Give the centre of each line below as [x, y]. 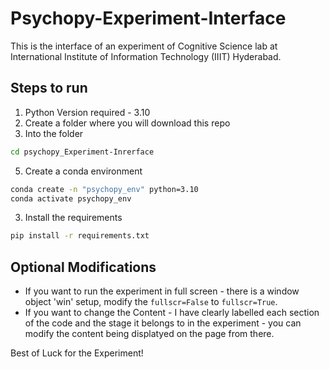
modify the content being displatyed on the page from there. [149, 334]
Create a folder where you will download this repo [127, 123]
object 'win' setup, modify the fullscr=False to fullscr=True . [151, 302]
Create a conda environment [83, 171]
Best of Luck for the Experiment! [77, 353]
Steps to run [49, 88]
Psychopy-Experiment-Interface [148, 18]
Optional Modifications [83, 267]
